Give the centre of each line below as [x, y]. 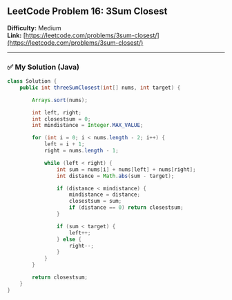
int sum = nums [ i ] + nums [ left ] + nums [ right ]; [126, 169]
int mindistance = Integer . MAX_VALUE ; [88, 126]
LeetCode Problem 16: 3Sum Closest [87, 11]
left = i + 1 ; [64, 144]
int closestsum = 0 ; [61, 119]
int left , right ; [57, 112]
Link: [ [17, 35]
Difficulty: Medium [35, 28]
